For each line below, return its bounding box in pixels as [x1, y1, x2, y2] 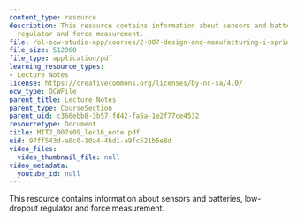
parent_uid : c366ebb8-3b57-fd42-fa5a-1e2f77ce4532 [9, 111, 200, 120]
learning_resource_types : [9, 63, 104, 72]
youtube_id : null [17, 169, 81, 178]
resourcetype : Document [9, 120, 97, 129]
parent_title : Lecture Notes [9, 95, 117, 104]
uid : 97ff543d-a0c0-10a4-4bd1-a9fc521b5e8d [9, 136, 172, 145]
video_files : [9, 144, 57, 153]
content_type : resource [9, 12, 97, 22]
